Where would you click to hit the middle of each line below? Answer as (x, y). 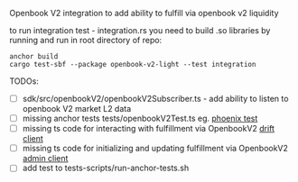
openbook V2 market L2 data (77, 109)
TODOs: (24, 81)
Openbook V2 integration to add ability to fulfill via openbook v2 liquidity (144, 13)
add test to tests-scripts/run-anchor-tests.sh (106, 168)
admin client (45, 159)
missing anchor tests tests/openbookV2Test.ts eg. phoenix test (140, 118)
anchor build (34, 57)
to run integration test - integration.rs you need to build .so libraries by (140, 30)
